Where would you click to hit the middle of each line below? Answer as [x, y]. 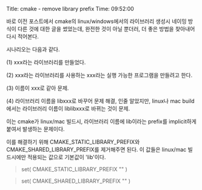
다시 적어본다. [23, 36]
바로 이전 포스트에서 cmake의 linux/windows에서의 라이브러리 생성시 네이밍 [96, 21]
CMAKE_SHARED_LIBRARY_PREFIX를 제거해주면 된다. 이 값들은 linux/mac [96, 149]
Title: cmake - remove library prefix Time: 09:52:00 [70, 9]
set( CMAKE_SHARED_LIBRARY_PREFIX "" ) [76, 181]
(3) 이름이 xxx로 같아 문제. [38, 88]
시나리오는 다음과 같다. [33, 49]
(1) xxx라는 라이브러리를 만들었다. [46, 62]
